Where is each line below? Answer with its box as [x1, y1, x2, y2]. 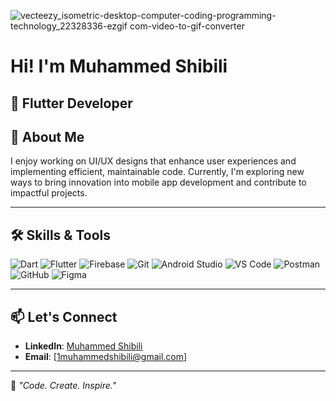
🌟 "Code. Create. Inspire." [10, 380, 117, 392]
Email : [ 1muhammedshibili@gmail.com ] [24, 351, 188, 363]
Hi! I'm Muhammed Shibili [10, 55, 228, 78]
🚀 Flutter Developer [10, 95, 133, 112]
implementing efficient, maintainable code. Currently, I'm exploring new [10, 166, 305, 178]
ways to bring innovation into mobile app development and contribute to [10, 176, 307, 189]
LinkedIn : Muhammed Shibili [24, 340, 143, 352]
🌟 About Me [10, 128, 85, 145]
